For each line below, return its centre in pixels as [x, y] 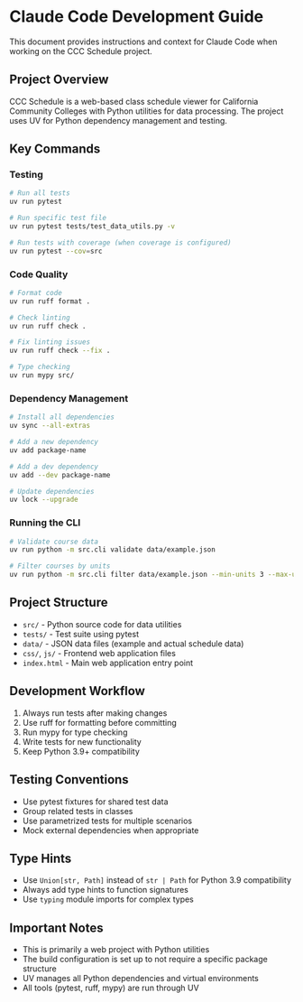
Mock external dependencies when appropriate [110, 830]
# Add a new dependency [54, 442]
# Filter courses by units [60, 566]
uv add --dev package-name [60, 475]
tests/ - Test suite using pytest [81, 634]
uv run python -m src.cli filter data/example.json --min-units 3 [137, 575]
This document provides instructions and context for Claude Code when [143, 42]
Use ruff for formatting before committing [100, 722]
